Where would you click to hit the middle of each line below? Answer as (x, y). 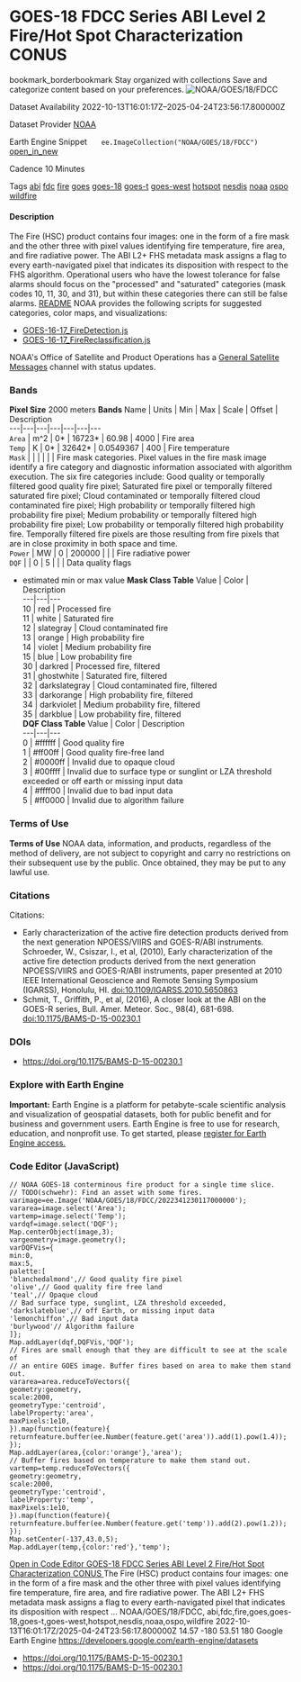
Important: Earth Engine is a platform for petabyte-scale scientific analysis (147, 1104)
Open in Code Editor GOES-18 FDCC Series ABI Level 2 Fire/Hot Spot (137, 1563)
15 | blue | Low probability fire (77, 657)
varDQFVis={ (31, 1248)
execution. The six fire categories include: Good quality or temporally (137, 477)
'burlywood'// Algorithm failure (72, 1326)
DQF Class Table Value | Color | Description (103, 724)
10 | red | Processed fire (66, 609)
